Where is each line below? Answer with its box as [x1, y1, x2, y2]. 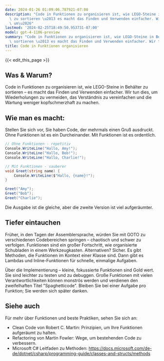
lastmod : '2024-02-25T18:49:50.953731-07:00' [5, 25, 99, 30]
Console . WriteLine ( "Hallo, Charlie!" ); [5, 155, 86, 160]
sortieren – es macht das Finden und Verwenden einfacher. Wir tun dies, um [5, 89, 158, 95]
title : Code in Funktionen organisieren [5, 44, 89, 48]
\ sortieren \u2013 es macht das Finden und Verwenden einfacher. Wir [9, 39, 156, 44]
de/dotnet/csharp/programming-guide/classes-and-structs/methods [12, 350, 150, 356]
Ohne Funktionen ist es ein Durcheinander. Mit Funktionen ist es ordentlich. [5, 132, 156, 138]
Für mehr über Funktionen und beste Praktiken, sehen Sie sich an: [5, 315, 138, 321]
